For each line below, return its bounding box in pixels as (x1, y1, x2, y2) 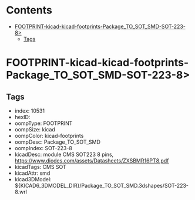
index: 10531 (14, 107, 45, 114)
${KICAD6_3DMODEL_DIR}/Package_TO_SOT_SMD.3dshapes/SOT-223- (14, 182, 189, 189)
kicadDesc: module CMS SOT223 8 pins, (14, 151, 114, 158)
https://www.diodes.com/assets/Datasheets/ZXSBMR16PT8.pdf (14, 157, 169, 164)
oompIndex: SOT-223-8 (14, 144, 72, 151)
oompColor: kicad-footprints (14, 132, 84, 139)
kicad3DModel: (14, 175, 52, 182)
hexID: (14, 113, 31, 120)
